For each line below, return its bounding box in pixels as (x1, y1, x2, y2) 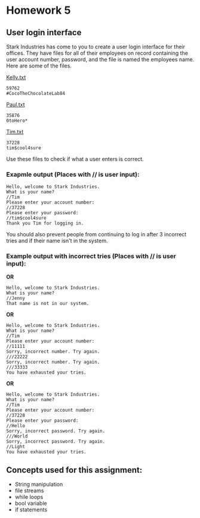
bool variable (14, 499, 47, 507)
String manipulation (14, 481, 63, 488)
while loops (14, 494, 44, 501)
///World (6, 433, 28, 439)
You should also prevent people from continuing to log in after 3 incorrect (6, 231, 187, 238)
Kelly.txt (6, 74, 26, 81)
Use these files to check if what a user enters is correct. (6, 156, 144, 162)
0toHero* (6, 118, 28, 124)
